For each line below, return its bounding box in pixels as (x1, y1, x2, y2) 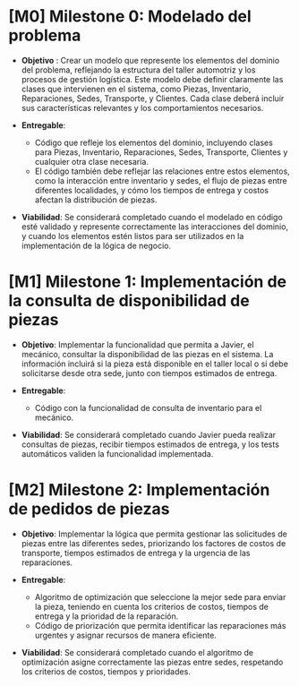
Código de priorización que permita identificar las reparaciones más (34, 620, 286, 630)
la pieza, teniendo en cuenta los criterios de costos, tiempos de (34, 601, 269, 612)
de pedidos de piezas (8, 499, 170, 519)
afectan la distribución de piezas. (34, 194, 158, 205)
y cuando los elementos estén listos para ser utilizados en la (21, 230, 244, 241)
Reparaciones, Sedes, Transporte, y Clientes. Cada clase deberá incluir (21, 92, 285, 104)
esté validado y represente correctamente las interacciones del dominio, (21, 221, 288, 232)
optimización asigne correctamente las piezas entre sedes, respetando (21, 656, 284, 667)
